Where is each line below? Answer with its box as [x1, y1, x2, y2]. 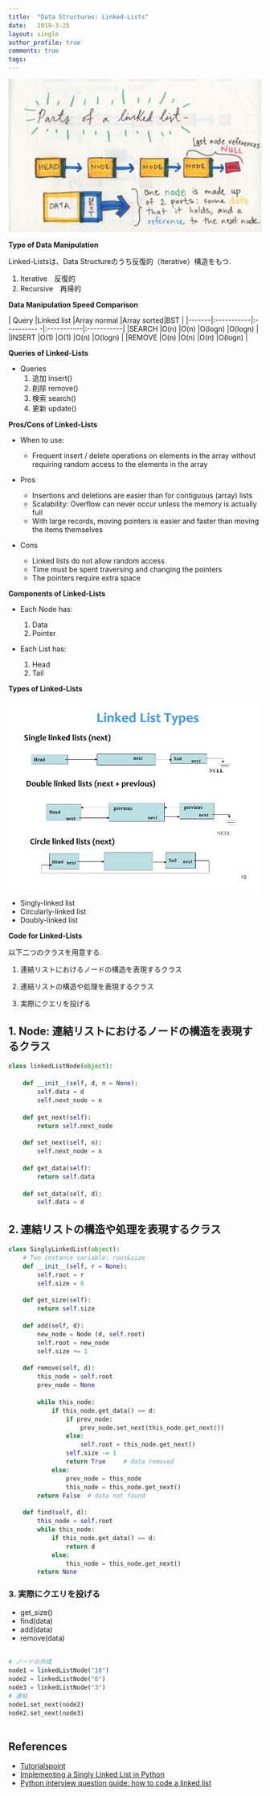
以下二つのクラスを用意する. [8, 947, 102, 957]
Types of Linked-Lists [8, 683, 83, 693]
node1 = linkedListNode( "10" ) [8, 1666, 110, 1674]
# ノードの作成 [8, 1658, 52, 1666]
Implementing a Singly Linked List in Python [19, 1769, 165, 1779]
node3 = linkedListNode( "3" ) [8, 1683, 106, 1692]
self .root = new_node [37, 1339, 110, 1347]
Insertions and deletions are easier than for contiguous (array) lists [31, 490, 253, 500]
